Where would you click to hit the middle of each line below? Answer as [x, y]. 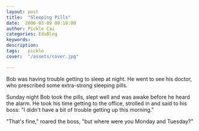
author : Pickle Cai [31, 29]
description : [22, 46]
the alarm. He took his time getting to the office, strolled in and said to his [97, 103]
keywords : [19, 40]
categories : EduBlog [32, 34]
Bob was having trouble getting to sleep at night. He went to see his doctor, [99, 79]
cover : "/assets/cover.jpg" [43, 56]
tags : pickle [25, 51]
